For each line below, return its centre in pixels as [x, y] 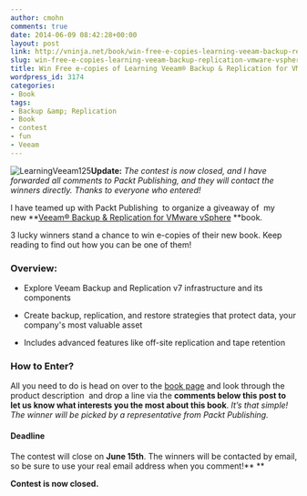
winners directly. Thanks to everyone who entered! [106, 190]
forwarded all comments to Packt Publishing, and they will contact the [142, 180]
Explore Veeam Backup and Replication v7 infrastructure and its [143, 288]
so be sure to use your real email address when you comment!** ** [138, 466]
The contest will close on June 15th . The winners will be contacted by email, [154, 456]
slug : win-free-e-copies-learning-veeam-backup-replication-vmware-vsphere [157, 60]
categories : [33, 86]
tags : [20, 102]
